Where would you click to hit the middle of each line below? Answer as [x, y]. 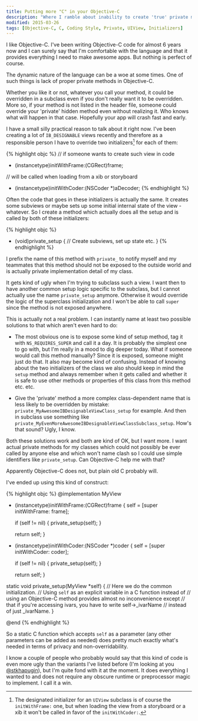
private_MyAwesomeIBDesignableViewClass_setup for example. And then [100, 410]
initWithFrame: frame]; [42, 511]
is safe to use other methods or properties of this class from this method [103, 380]
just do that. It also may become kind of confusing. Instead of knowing [100, 361]
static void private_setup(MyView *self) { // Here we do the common [89, 586]
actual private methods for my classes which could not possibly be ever [93, 447]
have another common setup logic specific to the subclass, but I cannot [93, 288]
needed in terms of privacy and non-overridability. [67, 646]
